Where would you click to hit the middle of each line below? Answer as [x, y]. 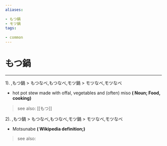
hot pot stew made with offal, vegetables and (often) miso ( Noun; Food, [86, 93]
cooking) [22, 98]
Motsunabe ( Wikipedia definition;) [49, 129]
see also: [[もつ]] [35, 108]
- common [14, 38]
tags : [11, 28]
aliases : [14, 10]
